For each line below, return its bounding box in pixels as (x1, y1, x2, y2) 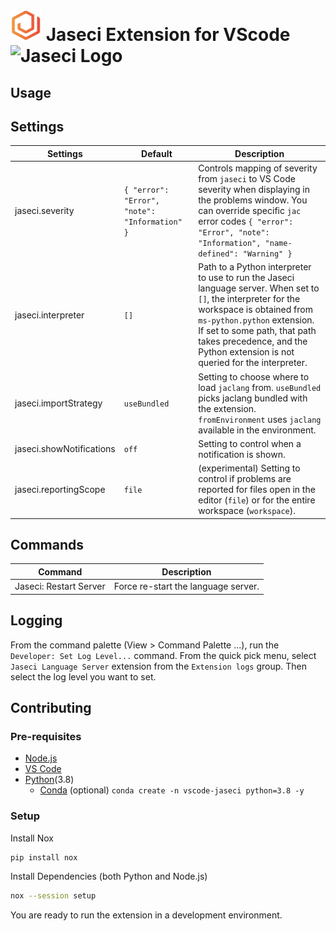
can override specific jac (198, 205, 302, 217)
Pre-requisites (10, 729, 82, 743)
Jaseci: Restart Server (14, 580, 106, 593)
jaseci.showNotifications (14, 443, 116, 455)
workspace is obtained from (198, 304, 313, 316)
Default (141, 147, 173, 159)
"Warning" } (242, 249, 293, 259)
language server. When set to (198, 282, 320, 294)
